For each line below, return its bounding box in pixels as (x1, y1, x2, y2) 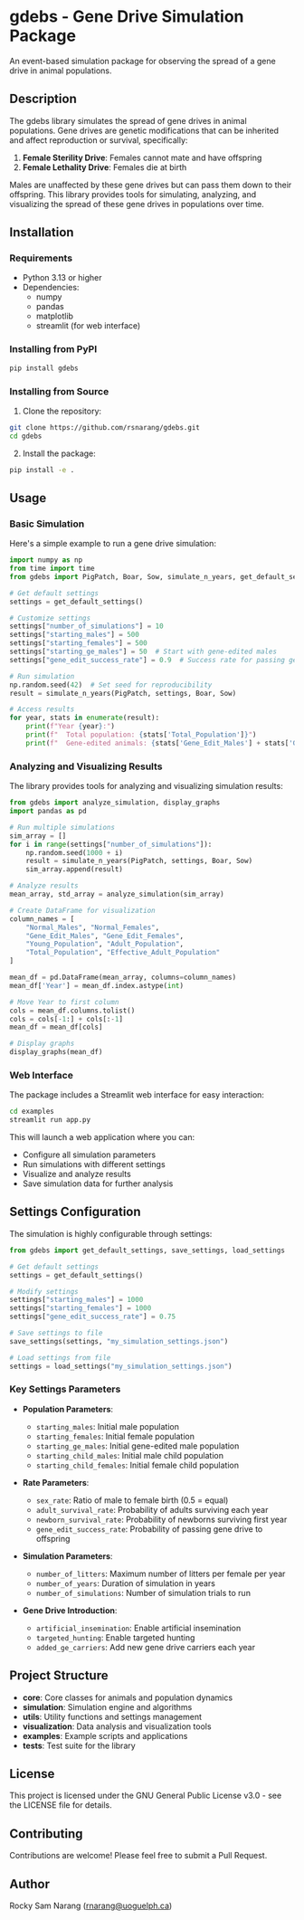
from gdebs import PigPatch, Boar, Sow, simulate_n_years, (9, 572, 237, 581)
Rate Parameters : (22, 1477, 90, 1488)
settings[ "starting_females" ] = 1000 (9, 1304, 152, 1313)
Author (9, 1876, 50, 1892)
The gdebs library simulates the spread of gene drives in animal (9, 115, 247, 126)
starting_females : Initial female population (35, 1430, 195, 1441)
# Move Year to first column (9, 997, 119, 1006)
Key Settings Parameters (9, 1383, 121, 1395)
